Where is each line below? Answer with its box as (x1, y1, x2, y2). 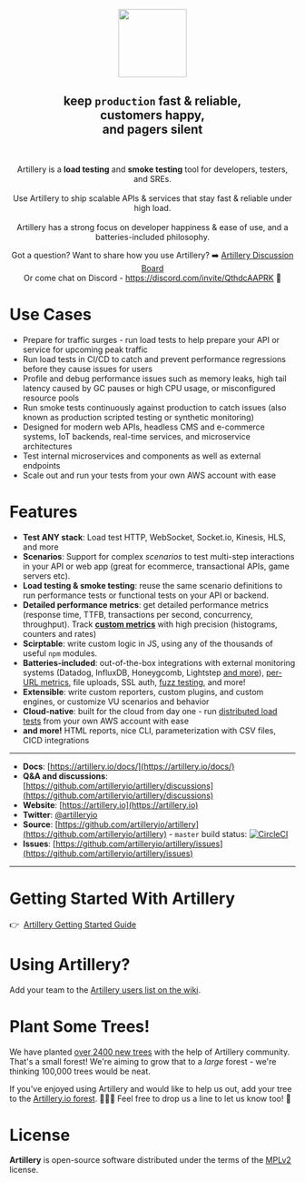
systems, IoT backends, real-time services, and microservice (22, 430, 251, 441)
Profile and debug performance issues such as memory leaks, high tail (22, 373, 288, 384)
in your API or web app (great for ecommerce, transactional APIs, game (22, 561, 290, 571)
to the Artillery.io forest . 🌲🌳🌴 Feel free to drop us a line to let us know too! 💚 (9, 1093, 292, 1104)
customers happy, (99, 107, 206, 123)
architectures (22, 440, 73, 451)
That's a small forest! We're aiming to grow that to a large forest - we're (9, 1056, 277, 1066)
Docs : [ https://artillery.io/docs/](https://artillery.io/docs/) (22, 761, 235, 772)
